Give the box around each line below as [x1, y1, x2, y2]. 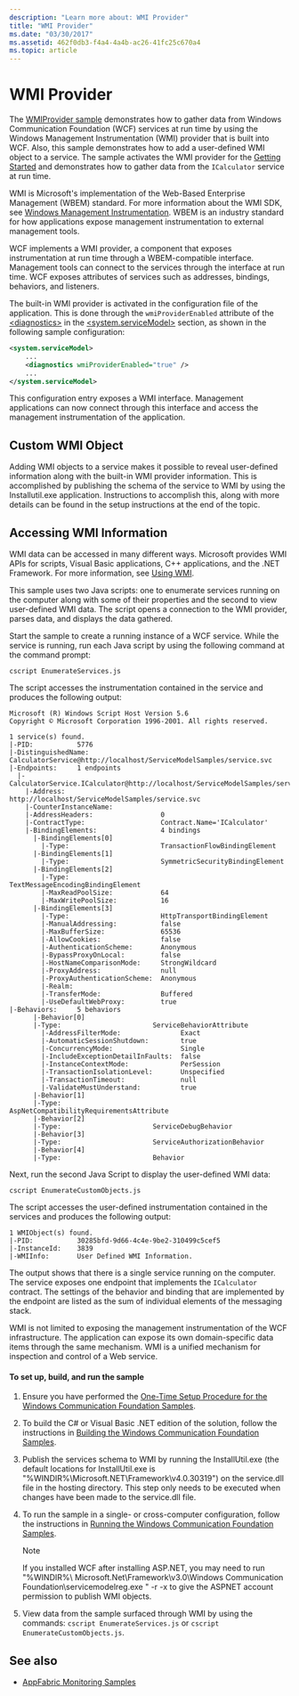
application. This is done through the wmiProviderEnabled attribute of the [9, 308, 274, 319]
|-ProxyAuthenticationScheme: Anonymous [41, 974, 198, 983]
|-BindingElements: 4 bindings [25, 826, 201, 836]
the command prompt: [9, 649, 91, 660]
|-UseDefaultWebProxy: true [41, 998, 177, 1007]
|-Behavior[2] [32, 1114, 86, 1123]
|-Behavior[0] [32, 1013, 86, 1023]
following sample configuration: [9, 327, 125, 338]
